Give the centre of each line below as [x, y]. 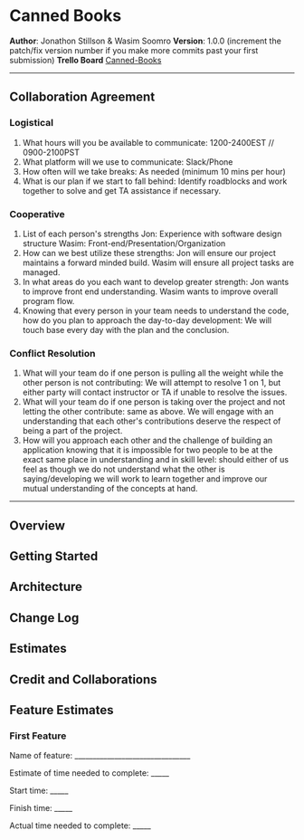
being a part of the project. [72, 431]
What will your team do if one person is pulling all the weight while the [153, 373]
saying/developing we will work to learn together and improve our [145, 479]
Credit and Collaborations [83, 679]
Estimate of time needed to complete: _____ [90, 773]
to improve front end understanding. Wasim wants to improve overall [150, 291]
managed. [41, 272]
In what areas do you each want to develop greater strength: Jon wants [156, 282]
